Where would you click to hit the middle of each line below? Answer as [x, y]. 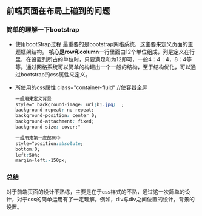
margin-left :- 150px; [41, 160]
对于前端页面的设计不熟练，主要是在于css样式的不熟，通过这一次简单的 [96, 191]
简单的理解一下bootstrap [43, 30]
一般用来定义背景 [33, 99]
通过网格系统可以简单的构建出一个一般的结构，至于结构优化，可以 [108, 67]
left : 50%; [28, 155]
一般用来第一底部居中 [38, 138]
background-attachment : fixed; [55, 121]
